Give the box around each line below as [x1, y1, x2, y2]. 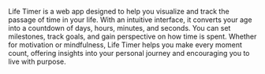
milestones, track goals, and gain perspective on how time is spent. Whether [8, 31, 257, 41]
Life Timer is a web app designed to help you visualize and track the [8, 7, 230, 16]
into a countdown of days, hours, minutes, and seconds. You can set [8, 24, 231, 32]
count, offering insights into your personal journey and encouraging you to [8, 49, 250, 57]
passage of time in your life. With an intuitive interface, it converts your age [8, 15, 252, 24]
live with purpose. [8, 57, 67, 66]
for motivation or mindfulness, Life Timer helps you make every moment [8, 40, 243, 50]
